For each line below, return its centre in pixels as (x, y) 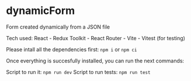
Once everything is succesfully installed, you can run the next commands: (95, 61)
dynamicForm (41, 11)
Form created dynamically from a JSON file (58, 27)
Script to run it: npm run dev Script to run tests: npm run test (78, 72)
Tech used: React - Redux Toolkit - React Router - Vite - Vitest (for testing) (96, 38)
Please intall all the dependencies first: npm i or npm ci (72, 49)
